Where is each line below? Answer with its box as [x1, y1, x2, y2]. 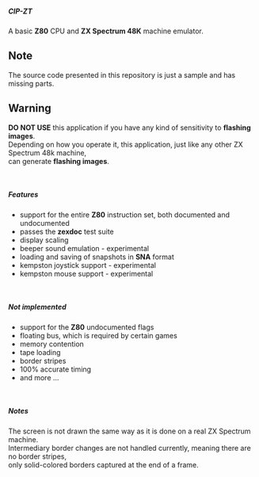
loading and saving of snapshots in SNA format [19, 252, 174, 261]
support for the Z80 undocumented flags [19, 322, 154, 332]
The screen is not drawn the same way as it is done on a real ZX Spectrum [8, 426, 251, 436]
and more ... [19, 372, 59, 382]
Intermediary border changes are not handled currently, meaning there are [8, 443, 251, 452]
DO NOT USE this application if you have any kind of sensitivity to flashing [8, 123, 251, 132]
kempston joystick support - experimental [19, 260, 157, 269]
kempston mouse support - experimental [19, 269, 154, 278]
